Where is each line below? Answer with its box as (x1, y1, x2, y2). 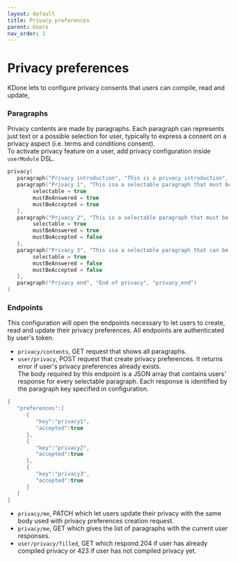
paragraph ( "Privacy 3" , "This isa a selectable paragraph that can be (16, 246, 229, 254)
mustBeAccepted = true (32, 201, 99, 208)
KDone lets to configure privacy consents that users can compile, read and (7, 84, 225, 92)
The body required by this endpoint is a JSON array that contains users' (17, 370, 227, 378)
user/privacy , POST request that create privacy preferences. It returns (17, 355, 224, 363)
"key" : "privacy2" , (35, 444, 90, 451)
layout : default (7, 10, 55, 18)
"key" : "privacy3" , (35, 470, 90, 477)
